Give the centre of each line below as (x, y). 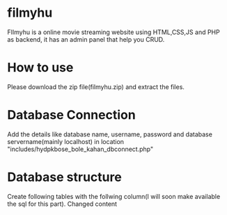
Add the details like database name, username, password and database (110, 134)
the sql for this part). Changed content (62, 204)
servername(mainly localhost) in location (65, 141)
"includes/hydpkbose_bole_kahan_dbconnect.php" (80, 149)
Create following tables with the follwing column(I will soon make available (114, 196)
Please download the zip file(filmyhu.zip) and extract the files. (96, 87)
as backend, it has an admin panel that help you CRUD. (86, 39)
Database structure (64, 177)
